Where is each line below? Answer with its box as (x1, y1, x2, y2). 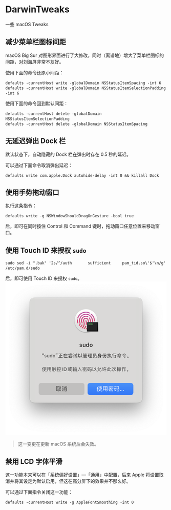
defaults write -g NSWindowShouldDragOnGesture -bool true (5, 214, 134, 219)
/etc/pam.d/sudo (5, 266, 40, 271)
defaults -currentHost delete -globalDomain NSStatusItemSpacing (5, 121, 147, 127)
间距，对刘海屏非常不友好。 (5, 58, 64, 65)
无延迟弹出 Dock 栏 (5, 137, 66, 146)
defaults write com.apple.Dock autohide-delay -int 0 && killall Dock (5, 173, 159, 178)
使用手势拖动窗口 (5, 188, 59, 197)
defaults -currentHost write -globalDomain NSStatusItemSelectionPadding (5, 86, 166, 91)
